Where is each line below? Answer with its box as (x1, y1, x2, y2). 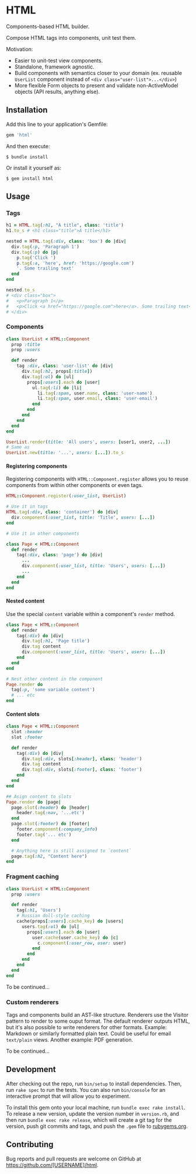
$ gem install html (6, 175, 54, 182)
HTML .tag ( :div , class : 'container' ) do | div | (6, 509, 118, 515)
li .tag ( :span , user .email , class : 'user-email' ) (37, 396, 158, 401)
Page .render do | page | (6, 799, 61, 805)
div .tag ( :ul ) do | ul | (21, 373, 75, 380)
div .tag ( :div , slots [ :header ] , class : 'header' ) (21, 756, 142, 762)
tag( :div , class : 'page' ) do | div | (16, 552, 103, 558)
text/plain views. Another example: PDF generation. (6, 1036, 134, 1043)
